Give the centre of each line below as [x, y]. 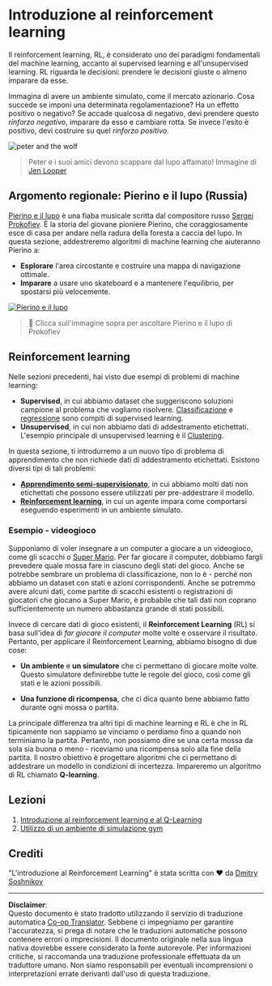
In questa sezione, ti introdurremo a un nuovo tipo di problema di [116, 450]
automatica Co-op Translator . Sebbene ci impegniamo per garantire [121, 922]
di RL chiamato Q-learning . [54, 775]
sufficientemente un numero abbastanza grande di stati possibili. [117, 608]
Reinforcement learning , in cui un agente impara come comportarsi [133, 501]
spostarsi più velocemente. [65, 291]
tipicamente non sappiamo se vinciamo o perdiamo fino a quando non [125, 732]
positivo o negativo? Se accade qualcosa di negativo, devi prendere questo [134, 113]
